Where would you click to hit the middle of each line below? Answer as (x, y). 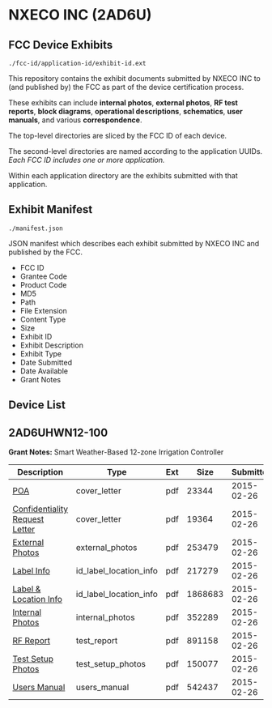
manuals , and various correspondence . (75, 120)
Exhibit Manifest (51, 209)
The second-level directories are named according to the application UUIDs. (136, 151)
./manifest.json (36, 228)
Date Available (44, 371)
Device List (37, 405)
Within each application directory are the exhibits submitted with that (123, 175)
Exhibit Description (51, 345)
